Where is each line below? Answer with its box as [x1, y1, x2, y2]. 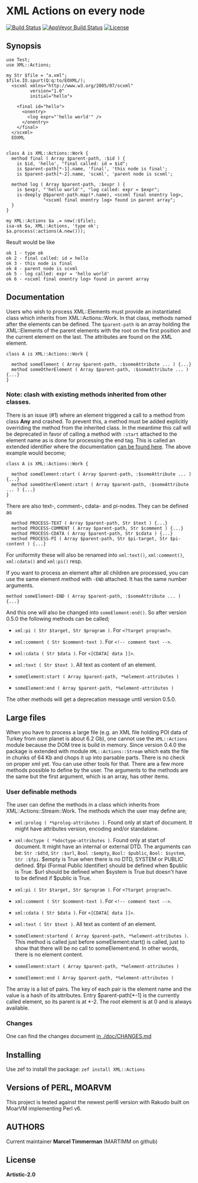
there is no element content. [14, 951, 84, 958]
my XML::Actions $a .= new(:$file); [6, 218, 96, 224]
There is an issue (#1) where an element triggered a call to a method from [6, 411, 185, 418]
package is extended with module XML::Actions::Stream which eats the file [6, 747, 189, 754]
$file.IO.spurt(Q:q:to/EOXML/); [6, 77, 86, 84]
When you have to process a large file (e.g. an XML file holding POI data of [6, 728, 188, 735]
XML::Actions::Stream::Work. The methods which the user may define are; [6, 807, 187, 814]
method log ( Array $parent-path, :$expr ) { [11, 181, 126, 188]
